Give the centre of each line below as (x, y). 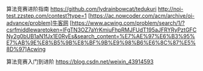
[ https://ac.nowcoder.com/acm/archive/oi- (141, 16)
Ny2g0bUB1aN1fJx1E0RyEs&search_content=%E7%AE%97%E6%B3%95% (101, 36)
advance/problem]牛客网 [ (39, 23)
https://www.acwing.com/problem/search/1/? (129, 23)
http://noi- (170, 9)
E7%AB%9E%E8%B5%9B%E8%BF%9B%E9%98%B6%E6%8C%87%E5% (101, 42)
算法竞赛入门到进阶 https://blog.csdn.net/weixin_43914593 (80, 62)
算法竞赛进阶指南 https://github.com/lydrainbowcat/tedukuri (81, 9)
